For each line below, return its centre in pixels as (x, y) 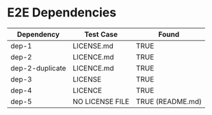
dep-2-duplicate (38, 68)
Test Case (101, 34)
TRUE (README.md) (169, 101)
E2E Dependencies (62, 13)
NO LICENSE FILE (101, 101)
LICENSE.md (93, 46)
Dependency (38, 34)
